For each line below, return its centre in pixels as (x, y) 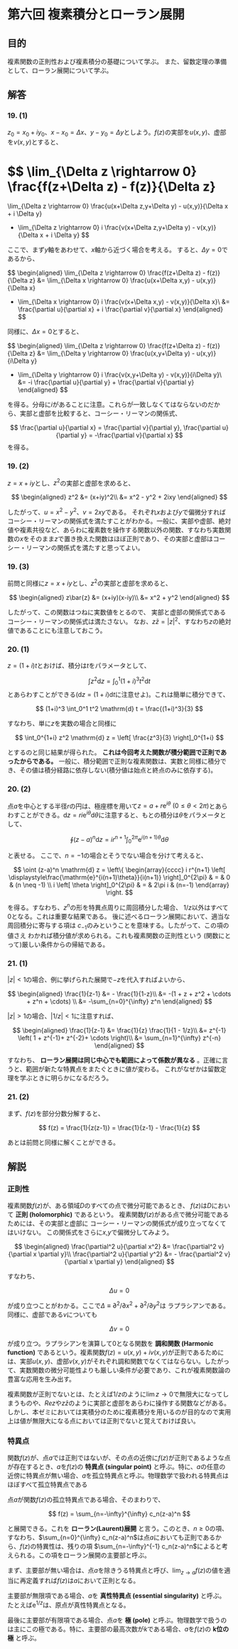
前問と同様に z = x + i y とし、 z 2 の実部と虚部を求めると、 (90, 583)
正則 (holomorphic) (44, 1215)
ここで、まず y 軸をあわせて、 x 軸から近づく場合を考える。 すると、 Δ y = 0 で (118, 250)
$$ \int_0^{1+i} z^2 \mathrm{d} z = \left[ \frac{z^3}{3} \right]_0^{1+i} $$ (119, 738)
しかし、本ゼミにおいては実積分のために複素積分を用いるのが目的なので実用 (119, 1412)
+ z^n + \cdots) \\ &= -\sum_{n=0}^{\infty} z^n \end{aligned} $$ (119, 1001)
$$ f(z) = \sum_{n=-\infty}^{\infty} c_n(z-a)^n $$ (119, 1514)
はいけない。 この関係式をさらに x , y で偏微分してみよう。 (90, 1233)
